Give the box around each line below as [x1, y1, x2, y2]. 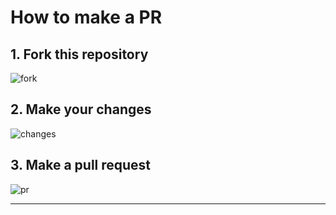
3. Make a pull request [10, 157, 152, 174]
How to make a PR [10, 6, 163, 29]
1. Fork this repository [10, 46, 149, 63]
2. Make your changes [10, 101, 152, 118]
